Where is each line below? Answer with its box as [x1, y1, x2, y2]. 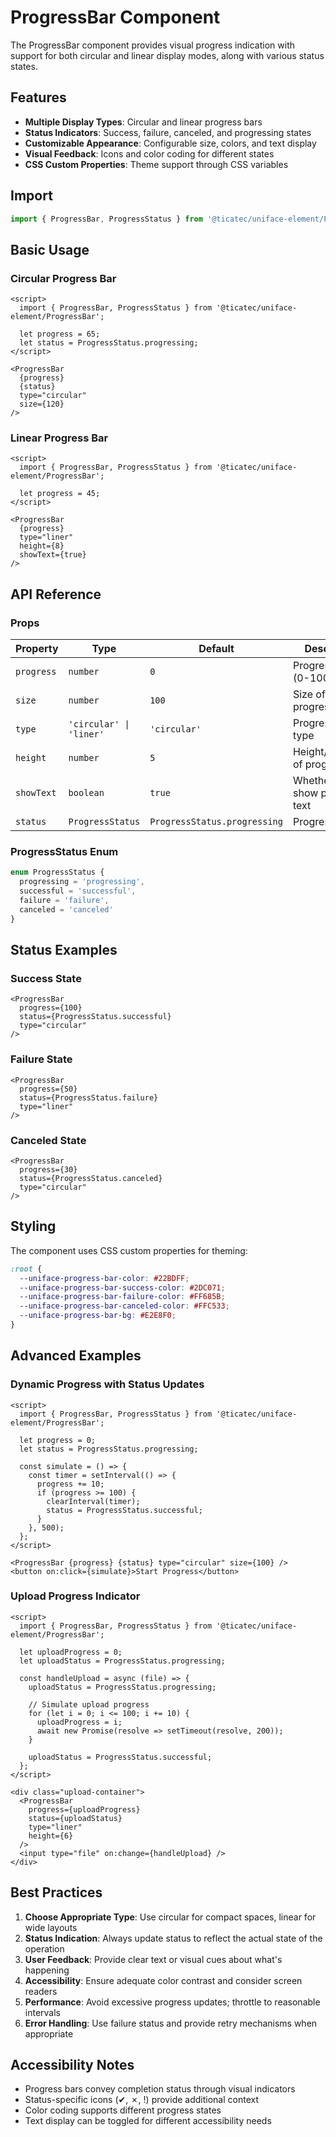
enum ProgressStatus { [10, 867, 105, 878]
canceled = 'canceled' [19, 904, 114, 915]
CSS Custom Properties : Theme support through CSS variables [24, 158, 289, 170]
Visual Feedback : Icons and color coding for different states [24, 147, 275, 160]
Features [10, 89, 67, 106]
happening [24, 1964, 70, 1976]
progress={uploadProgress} [28, 1804, 141, 1815]
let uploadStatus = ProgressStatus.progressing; [19, 1656, 226, 1666]
